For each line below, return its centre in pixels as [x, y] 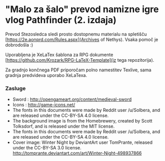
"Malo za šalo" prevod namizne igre [82, 9]
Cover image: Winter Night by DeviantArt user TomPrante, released [82, 142]
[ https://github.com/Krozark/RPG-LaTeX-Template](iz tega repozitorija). [80, 60]
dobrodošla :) [19, 45]
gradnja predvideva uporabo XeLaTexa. [46, 75]
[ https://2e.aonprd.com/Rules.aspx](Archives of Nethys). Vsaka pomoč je [82, 39]
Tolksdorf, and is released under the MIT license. [64, 126]
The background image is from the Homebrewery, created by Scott [82, 121]
